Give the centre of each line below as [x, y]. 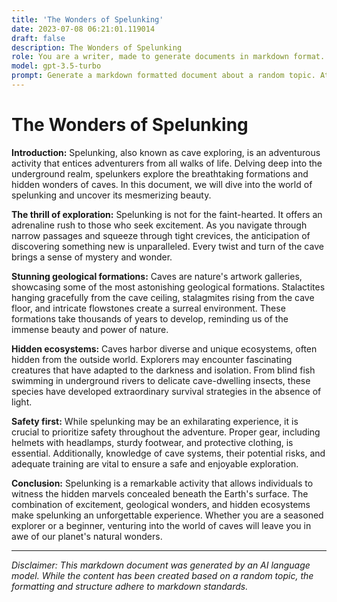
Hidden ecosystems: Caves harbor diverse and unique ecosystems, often [164, 348]
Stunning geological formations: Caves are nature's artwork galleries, [157, 276]
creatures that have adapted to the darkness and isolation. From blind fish [163, 370]
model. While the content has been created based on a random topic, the [162, 575]
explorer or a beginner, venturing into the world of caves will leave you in [161, 525]
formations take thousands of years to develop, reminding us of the [150, 318]
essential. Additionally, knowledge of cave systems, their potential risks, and [168, 453]
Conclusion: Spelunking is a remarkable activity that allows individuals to [162, 483]
